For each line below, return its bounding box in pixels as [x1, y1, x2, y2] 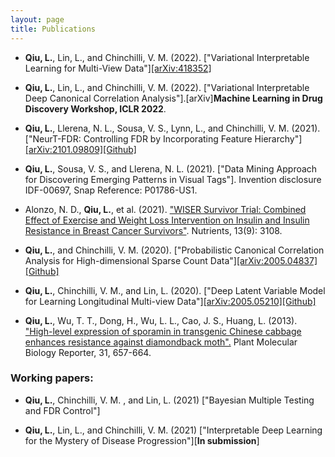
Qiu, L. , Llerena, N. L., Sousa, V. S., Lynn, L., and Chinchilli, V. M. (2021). [24, 122, 321, 134]
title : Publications [10, 24, 97, 34]
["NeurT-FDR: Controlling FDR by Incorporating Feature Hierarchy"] [24, 132, 303, 145]
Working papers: [10, 371, 94, 385]
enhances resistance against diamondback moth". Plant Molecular [24, 336, 298, 348]
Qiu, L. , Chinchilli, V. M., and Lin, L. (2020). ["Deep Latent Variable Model [24, 284, 326, 296]
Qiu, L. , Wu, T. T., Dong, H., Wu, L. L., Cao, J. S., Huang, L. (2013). [24, 314, 298, 326]
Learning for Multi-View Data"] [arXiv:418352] [24, 62, 212, 74]
